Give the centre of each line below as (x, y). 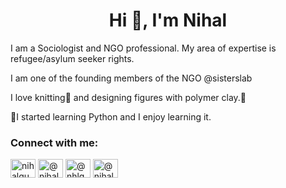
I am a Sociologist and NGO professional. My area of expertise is (143, 48)
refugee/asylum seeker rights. (72, 58)
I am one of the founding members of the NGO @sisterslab (131, 78)
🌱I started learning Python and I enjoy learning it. (111, 116)
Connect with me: (54, 142)
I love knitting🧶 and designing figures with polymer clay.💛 (128, 97)
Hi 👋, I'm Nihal (168, 20)
